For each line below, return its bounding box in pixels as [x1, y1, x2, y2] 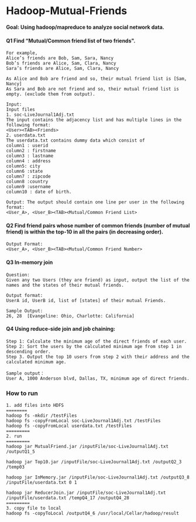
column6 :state [6, 169, 43, 175]
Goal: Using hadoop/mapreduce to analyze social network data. [6, 24, 165, 31]
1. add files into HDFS [6, 403, 64, 409]
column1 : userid [6, 143, 49, 149]
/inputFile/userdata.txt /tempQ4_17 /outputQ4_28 [6, 495, 130, 501]
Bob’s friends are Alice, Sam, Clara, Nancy [6, 61, 116, 66]
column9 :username [6, 184, 51, 190]
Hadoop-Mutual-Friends [6, 4, 128, 18]
